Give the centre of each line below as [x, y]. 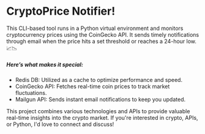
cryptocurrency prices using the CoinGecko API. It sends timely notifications [103, 34]
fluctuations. [31, 92]
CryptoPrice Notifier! [61, 11]
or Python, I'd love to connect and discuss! [60, 124]
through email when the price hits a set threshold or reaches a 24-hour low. [102, 41]
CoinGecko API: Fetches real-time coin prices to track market [92, 86]
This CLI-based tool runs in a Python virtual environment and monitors [95, 28]
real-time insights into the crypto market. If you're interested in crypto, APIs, [102, 117]
